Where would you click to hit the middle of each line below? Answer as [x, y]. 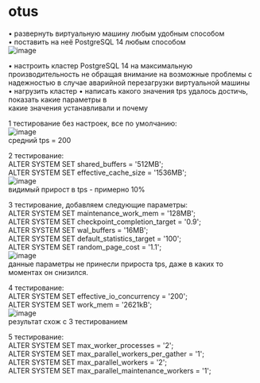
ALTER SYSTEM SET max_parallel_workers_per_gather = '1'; [107, 354]
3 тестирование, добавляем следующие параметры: [98, 204]
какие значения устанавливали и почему [78, 108]
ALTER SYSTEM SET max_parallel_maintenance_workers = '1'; [110, 370]
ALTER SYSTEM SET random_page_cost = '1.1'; [85, 247]
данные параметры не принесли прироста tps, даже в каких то [116, 264]
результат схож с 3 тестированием [68, 321]
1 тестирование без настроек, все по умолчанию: [93, 123]
